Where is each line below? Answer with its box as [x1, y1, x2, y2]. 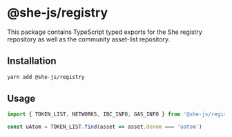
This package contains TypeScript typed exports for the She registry [7, 28, 202, 36]
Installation [7, 55, 57, 67]
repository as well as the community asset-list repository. [7, 35, 171, 43]
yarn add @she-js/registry [7, 73, 85, 80]
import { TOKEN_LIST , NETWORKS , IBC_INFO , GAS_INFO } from [7, 111, 181, 118]
